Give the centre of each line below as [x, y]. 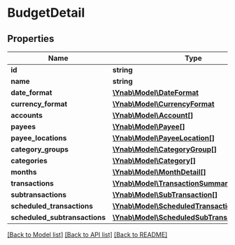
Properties [31, 39]
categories [29, 161]
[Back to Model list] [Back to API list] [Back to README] [87, 235]
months [24, 172]
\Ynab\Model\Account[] [153, 115]
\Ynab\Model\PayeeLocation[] [164, 138]
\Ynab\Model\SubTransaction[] [165, 195]
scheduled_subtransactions [58, 217]
